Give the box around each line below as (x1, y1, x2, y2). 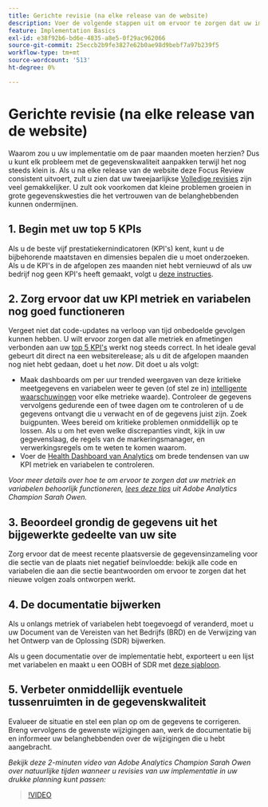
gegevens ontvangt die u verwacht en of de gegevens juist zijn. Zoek (19, 409, 247, 419)
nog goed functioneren (8, 304, 125, 318)
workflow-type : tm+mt (8, 49, 81, 57)
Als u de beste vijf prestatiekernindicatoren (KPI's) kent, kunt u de (8, 243, 225, 253)
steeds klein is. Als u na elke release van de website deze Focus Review (8, 165, 245, 175)
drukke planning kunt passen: (8, 774, 106, 784)
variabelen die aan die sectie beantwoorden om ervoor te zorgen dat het (8, 566, 246, 576)
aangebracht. (8, 742, 53, 751)
